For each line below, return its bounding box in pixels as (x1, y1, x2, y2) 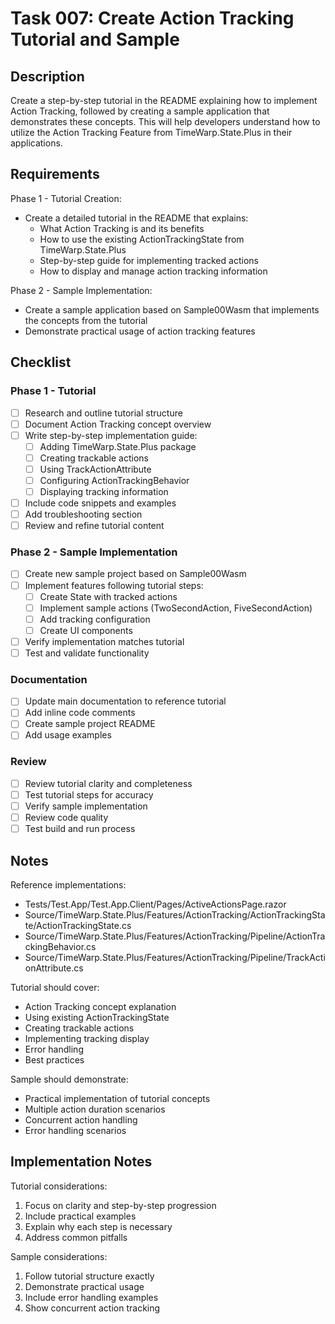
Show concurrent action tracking (24, 1302, 161, 1314)
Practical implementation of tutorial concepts (24, 1092, 211, 1104)
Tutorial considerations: (10, 1180, 108, 1192)
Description (10, 68, 85, 85)
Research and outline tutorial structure (24, 407, 183, 419)
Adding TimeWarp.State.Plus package (39, 440, 197, 452)
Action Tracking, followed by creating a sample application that (10, 105, 270, 117)
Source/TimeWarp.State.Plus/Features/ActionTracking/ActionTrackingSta (24, 908, 326, 921)
